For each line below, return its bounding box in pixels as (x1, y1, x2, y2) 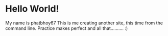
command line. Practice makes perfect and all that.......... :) (5, 25, 128, 31)
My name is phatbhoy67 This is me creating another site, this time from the (5, 20, 163, 26)
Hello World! (5, 3, 59, 15)
